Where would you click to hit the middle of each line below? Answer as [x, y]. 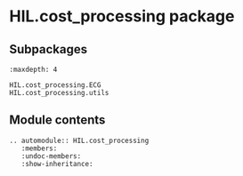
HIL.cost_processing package [122, 16]
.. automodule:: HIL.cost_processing [79, 140]
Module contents [57, 120]
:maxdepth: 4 [33, 69]
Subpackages [48, 49]
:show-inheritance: [57, 164]
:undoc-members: [51, 156]
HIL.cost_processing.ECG [55, 85]
